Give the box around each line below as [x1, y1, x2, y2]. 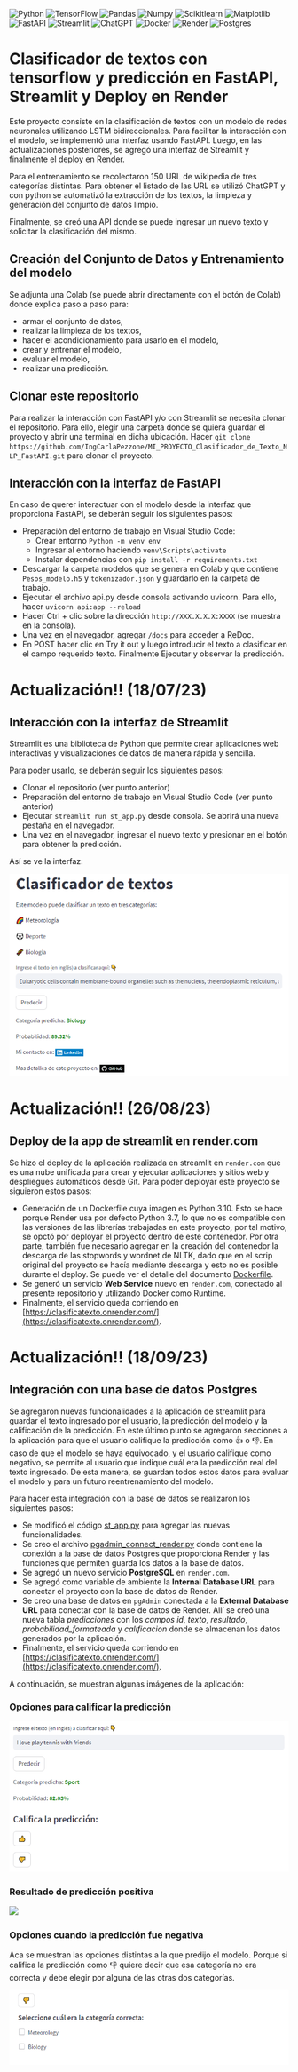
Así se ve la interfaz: [9, 856, 84, 867]
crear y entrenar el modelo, [21, 344, 122, 354]
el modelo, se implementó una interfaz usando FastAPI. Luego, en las [9, 134, 263, 146]
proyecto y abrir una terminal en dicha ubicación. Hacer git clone [9, 431, 251, 441]
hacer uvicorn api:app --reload [21, 601, 142, 612]
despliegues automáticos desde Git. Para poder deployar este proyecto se [9, 1176, 281, 1187]
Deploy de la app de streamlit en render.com [9, 1133, 259, 1149]
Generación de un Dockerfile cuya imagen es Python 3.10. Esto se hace [21, 1203, 283, 1213]
